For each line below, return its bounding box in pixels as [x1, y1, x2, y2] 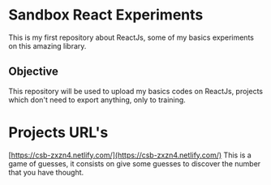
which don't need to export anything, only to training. [8, 95, 187, 105]
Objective [8, 65, 59, 79]
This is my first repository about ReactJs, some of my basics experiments [8, 32, 254, 42]
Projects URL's [8, 123, 109, 141]
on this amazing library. [8, 41, 87, 50]
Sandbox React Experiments [8, 6, 204, 24]
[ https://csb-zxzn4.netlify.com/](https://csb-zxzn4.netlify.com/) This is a [8, 150, 252, 160]
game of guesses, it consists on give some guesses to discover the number [8, 158, 261, 168]
